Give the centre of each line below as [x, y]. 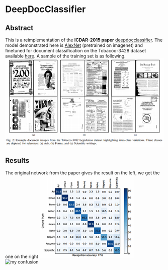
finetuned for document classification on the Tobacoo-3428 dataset [76, 51]
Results [17, 160]
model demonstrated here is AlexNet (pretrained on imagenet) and [74, 45]
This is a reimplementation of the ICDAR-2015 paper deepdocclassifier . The [84, 40]
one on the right [22, 256]
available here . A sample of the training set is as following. [65, 56]
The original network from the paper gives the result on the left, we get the [82, 173]
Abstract [19, 28]
